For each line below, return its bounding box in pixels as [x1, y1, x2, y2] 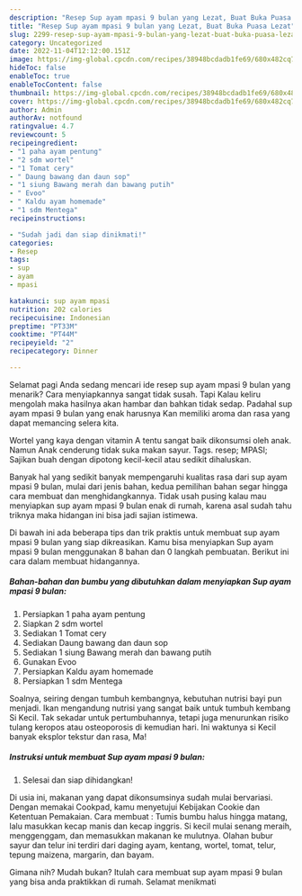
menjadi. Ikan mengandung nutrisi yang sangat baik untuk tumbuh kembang [9, 703, 291, 713]
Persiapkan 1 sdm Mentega [22, 676, 123, 686]
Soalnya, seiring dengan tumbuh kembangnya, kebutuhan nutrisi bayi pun [9, 693, 282, 703]
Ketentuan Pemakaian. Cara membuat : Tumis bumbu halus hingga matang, [9, 811, 288, 821]
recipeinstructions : [9, 213, 87, 223]
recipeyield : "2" [9, 338, 75, 347]
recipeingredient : [9, 139, 78, 148]
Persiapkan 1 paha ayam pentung [22, 608, 146, 619]
